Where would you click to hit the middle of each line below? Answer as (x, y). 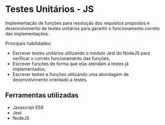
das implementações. (27, 33)
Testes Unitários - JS (49, 9)
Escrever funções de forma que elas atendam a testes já (70, 63)
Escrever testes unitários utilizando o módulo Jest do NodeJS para (81, 53)
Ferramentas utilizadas (42, 95)
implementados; (29, 69)
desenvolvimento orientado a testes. (50, 79)
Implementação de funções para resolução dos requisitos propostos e (77, 23)
